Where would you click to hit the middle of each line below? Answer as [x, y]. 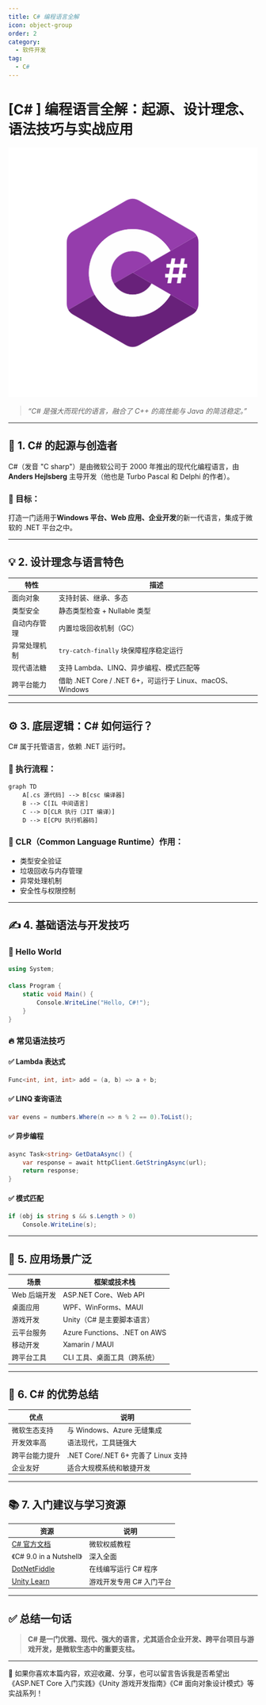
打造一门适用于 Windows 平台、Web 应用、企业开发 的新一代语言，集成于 [127, 517]
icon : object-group [40, 25]
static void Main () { [58, 994]
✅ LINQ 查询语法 [35, 1099]
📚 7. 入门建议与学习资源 [67, 1505]
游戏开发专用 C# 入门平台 [130, 1581]
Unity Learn [30, 1581]
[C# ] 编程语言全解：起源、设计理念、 [131, 110]
